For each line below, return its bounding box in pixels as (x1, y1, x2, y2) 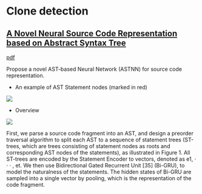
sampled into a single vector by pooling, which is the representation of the (6, 175, 192, 182)
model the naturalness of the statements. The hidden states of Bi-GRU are (6, 168, 192, 175)
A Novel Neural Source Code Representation (6, 28, 178, 39)
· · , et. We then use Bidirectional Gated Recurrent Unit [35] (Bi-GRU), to (6, 162, 185, 169)
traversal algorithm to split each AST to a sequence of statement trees (6, 136, 182, 143)
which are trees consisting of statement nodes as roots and (22, 143, 170, 149)
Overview (15, 107, 39, 114)
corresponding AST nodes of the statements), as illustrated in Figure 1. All (6, 149, 190, 156)
